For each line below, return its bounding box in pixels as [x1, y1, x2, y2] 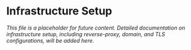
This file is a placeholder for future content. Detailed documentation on [6, 24, 186, 31]
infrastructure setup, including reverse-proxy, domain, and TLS [6, 30, 166, 37]
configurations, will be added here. [6, 37, 95, 44]
